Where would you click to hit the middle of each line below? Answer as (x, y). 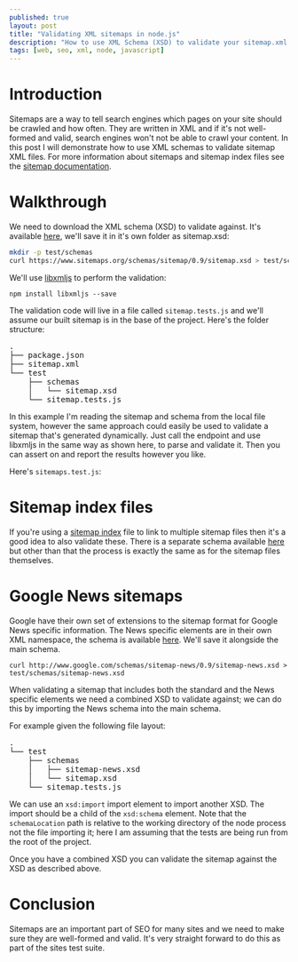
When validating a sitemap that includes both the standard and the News (142, 689)
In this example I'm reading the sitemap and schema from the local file (137, 416)
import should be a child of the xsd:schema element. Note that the (128, 813)
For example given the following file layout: (87, 726)
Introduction (56, 95)
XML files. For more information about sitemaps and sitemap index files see (147, 157)
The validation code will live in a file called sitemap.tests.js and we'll (137, 310)
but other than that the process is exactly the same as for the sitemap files (145, 551)
